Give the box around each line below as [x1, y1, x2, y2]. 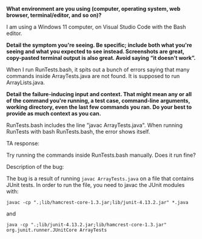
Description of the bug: [6, 163, 64, 170]
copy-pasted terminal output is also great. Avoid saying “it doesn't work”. [6, 54, 196, 61]
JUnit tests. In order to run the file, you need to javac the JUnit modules [6, 182, 185, 188]
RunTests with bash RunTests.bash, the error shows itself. [6, 128, 150, 135]
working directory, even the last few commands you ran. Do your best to [6, 103, 192, 111]
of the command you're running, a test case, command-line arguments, [6, 97, 190, 104]
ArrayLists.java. [6, 79, 45, 86]
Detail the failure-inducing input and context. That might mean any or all [6, 91, 192, 97]
